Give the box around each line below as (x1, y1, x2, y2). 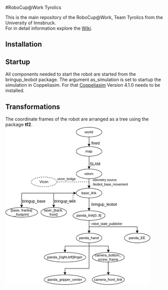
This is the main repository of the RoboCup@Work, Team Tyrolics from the (5, 14, 163, 20)
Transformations (5, 102, 61, 111)
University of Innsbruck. (5, 20, 57, 26)
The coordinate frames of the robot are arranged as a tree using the (5, 116, 149, 122)
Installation (5, 40, 42, 49)
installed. (5, 87, 25, 94)
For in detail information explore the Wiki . (5, 25, 92, 31)
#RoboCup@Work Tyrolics (5, 5, 62, 10)
